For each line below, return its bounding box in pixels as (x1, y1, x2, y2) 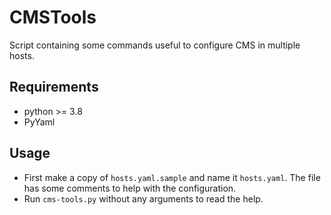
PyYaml (23, 116, 56, 128)
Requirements (9, 79, 99, 96)
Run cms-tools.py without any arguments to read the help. (23, 192, 264, 205)
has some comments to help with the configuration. (23, 182, 237, 194)
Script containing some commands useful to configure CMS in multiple (9, 39, 301, 51)
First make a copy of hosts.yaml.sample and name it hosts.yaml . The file (23, 171, 321, 183)
